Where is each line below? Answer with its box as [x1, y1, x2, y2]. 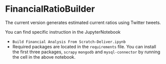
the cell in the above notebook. [12, 54, 76, 60]
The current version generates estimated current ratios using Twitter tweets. [5, 20, 161, 25]
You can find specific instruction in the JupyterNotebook [5, 29, 121, 35]
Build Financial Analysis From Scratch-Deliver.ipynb [12, 39, 126, 44]
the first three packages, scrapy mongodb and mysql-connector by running [12, 49, 161, 55]
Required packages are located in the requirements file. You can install [12, 43, 156, 49]
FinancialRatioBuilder [5, 3, 95, 15]
